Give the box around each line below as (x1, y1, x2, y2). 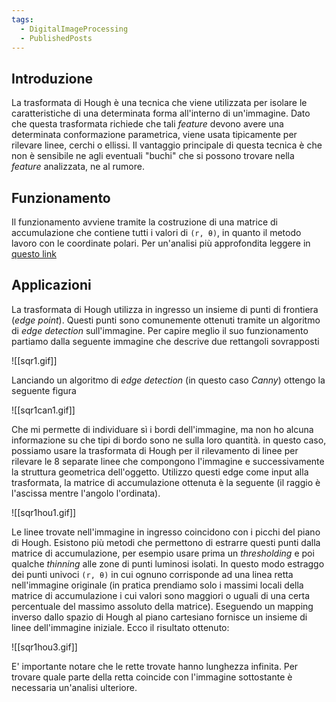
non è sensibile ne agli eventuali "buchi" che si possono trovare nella (11, 150, 295, 162)
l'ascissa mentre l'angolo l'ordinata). (11, 487, 161, 499)
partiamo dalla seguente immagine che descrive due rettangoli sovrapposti (11, 335, 320, 347)
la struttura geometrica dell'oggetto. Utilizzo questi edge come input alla (11, 466, 309, 478)
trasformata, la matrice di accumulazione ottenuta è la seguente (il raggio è (11, 476, 321, 488)
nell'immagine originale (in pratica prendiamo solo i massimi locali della (11, 579, 304, 591)
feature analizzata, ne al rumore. (11, 161, 145, 173)
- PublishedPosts (20, 33, 93, 43)
